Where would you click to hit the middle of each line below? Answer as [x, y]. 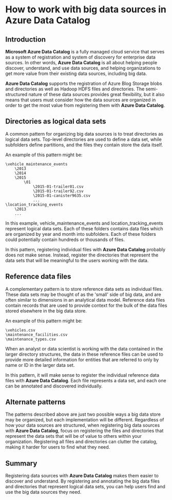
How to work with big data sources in [86, 10]
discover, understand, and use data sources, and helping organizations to [83, 68]
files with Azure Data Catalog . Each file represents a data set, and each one [86, 380]
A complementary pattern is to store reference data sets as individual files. [84, 289]
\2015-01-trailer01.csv [58, 187]
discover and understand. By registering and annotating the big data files [83, 481]
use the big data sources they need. [43, 492]
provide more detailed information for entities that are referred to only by [82, 359]
